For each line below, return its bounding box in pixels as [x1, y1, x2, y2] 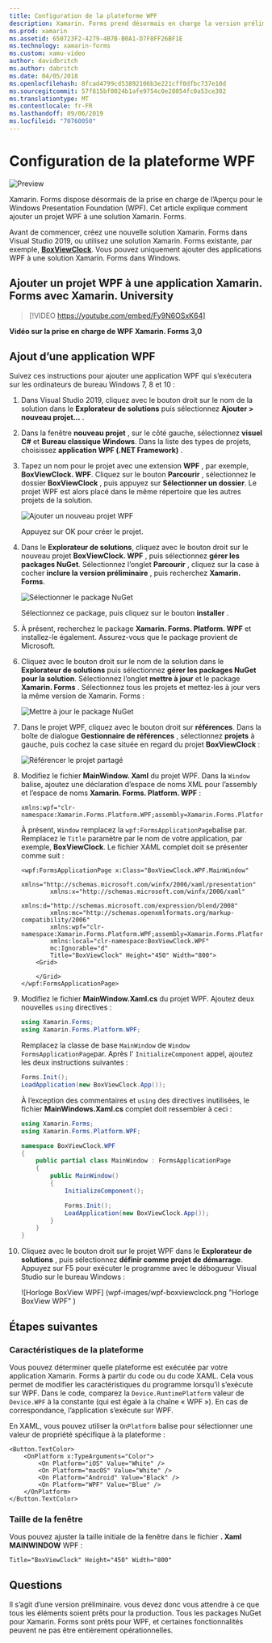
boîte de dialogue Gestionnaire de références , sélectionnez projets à [20, 731, 255, 741]
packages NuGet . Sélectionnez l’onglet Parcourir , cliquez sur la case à [20, 560, 260, 570]
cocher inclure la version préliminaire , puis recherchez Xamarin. [20, 568, 241, 578]
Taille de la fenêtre [9, 1514, 83, 1525]
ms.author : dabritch [9, 65, 79, 73]
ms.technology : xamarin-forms [9, 42, 111, 50]
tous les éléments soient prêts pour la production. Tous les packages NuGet [9, 1607, 262, 1618]
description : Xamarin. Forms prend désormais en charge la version [9, 19, 241, 28]
